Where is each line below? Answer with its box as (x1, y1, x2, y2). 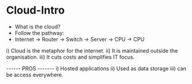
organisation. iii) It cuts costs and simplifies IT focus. (6, 53, 135, 60)
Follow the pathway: (14, 29, 64, 36)
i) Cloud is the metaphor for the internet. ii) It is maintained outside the (6, 47, 178, 54)
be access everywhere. (6, 71, 64, 78)
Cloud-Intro (6, 4, 65, 17)
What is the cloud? (14, 23, 61, 30)
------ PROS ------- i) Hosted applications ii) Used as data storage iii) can (6, 64, 187, 72)
